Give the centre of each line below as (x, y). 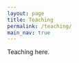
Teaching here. (29, 52)
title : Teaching (30, 20)
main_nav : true (29, 33)
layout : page (26, 13)
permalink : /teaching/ (39, 26)
